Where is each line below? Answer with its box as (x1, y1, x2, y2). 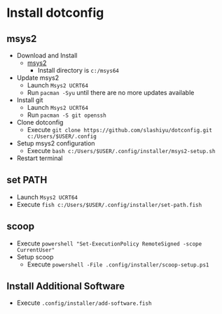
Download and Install (16, 51, 78, 59)
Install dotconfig (6, 5, 104, 21)
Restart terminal (16, 154, 63, 162)
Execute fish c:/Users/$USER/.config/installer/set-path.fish (16, 200, 202, 208)
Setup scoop (16, 252, 54, 261)
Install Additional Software (6, 280, 125, 292)
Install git (16, 96, 43, 104)
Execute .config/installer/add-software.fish (16, 299, 152, 307)
